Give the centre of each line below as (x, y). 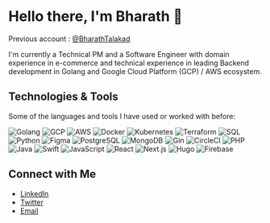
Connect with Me (52, 174)
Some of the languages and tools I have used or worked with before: (122, 116)
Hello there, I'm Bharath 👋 (96, 17)
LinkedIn (34, 193)
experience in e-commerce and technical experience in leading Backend (129, 63)
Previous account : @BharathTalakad (69, 39)
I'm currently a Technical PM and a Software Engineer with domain (119, 54)
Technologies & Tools (63, 97)
